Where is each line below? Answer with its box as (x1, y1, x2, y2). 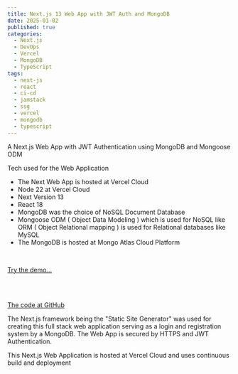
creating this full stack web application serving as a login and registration (7, 321, 222, 331)
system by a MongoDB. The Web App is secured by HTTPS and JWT (7, 329, 209, 338)
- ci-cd (13, 90, 37, 97)
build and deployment (7, 358, 71, 367)
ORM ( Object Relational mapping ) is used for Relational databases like (17, 223, 226, 231)
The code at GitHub (7, 300, 65, 309)
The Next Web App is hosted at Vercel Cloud (17, 177, 149, 186)
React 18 (17, 200, 43, 208)
